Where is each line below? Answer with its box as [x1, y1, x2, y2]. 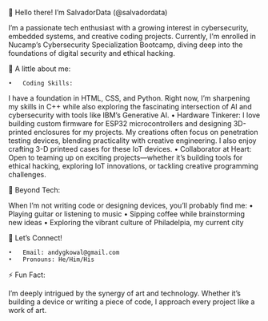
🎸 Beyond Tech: [8, 185, 61, 195]
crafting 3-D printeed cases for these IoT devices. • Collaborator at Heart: [8, 145, 252, 153]
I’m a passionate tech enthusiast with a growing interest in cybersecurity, [8, 23, 250, 32]
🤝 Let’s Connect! [8, 233, 62, 243]
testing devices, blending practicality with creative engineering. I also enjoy [8, 136, 257, 145]
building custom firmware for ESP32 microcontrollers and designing [8, 119, 232, 128]
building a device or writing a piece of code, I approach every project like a [8, 297, 255, 307]
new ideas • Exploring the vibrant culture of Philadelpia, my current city [8, 218, 244, 227]
